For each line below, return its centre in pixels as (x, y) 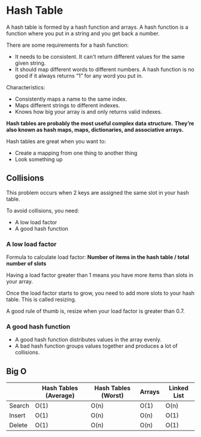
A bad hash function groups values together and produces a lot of (96, 346)
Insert (17, 415)
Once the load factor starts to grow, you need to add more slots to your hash (100, 293)
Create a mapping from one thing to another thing (76, 153)
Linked (179, 388)
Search (19, 406)
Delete (19, 425)
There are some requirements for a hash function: (68, 45)
